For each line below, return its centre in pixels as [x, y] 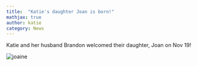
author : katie [24, 23]
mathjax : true [24, 17]
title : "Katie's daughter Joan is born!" [60, 12]
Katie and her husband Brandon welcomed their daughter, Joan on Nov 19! [99, 45]
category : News [25, 28]
